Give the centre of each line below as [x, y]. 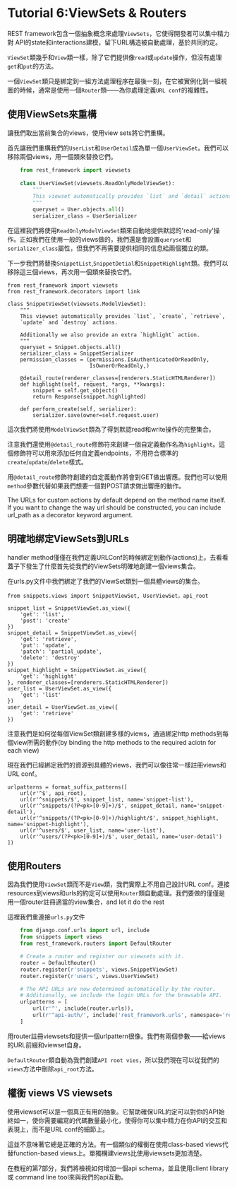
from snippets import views [61, 937]
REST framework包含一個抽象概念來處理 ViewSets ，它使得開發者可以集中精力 [119, 33]
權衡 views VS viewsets [60, 1093]
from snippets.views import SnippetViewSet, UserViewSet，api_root [108, 596]
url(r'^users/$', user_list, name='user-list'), [93, 830]
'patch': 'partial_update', [61, 652]
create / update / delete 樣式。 [47, 461]
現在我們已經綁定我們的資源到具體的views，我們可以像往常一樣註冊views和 [117, 765]
